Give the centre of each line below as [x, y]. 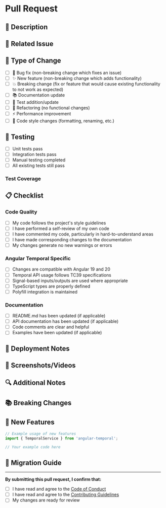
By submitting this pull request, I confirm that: [53, 479]
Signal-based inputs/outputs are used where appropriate [70, 281]
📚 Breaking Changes [38, 403]
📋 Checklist [24, 195]
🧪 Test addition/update [35, 102]
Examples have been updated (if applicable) [57, 333]
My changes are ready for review [46, 500]
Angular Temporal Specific [38, 259]
